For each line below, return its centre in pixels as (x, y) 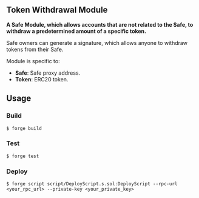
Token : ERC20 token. (42, 79)
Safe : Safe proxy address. (48, 73)
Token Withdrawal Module (57, 10)
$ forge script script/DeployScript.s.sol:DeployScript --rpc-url (92, 184)
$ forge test (23, 156)
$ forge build (24, 128)
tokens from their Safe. (35, 49)
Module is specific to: (33, 61)
